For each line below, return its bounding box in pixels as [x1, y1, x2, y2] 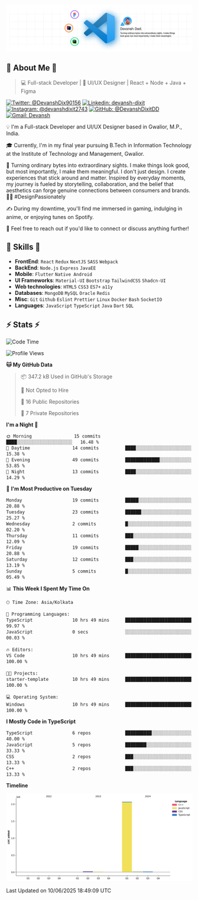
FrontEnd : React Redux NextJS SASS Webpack [14, 258, 118, 265]
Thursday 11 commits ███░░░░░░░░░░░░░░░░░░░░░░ [6, 533, 192, 539]
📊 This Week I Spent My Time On [6, 585, 90, 592]
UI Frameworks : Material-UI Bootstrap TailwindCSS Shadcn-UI [14, 277, 167, 284]
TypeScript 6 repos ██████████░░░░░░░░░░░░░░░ [6, 730, 192, 736]
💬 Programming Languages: [6, 612, 70, 618]
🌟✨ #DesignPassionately [6, 193, 66, 200]
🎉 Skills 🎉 [6, 242, 41, 252]
